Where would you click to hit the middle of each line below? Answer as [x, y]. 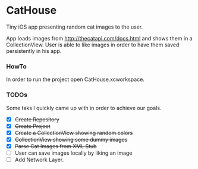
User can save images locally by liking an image [73, 153]
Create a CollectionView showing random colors [74, 133]
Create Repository [37, 119]
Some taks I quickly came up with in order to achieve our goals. [84, 108]
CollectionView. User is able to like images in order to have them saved [93, 45]
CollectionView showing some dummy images [71, 139]
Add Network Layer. [39, 159]
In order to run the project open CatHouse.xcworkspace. [75, 79]
